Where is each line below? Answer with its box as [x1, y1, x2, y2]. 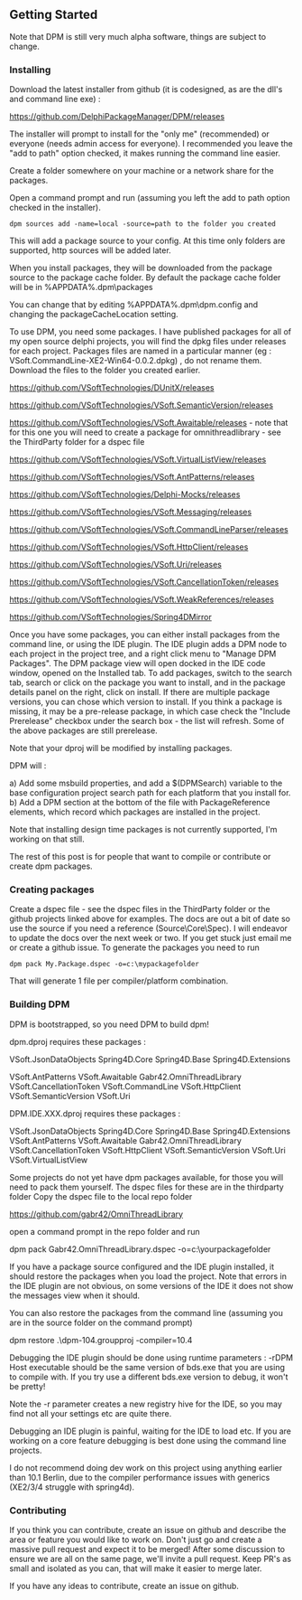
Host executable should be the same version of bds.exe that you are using [9, 1361, 286, 1372]
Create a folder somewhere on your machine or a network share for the [9, 165, 274, 176]
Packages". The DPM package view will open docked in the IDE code [9, 658, 266, 669]
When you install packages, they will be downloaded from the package [9, 262, 273, 274]
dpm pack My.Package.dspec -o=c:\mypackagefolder [9, 960, 200, 969]
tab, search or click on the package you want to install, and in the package [9, 677, 286, 688]
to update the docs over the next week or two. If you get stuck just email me [9, 933, 292, 944]
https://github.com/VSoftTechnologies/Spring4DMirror [9, 612, 212, 623]
